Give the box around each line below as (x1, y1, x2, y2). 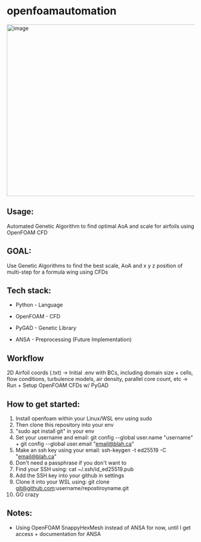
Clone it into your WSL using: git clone (15, 478, 110, 485)
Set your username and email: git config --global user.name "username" (15, 434, 193, 441)
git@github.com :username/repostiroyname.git (15, 485, 129, 491)
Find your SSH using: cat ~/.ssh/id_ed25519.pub (15, 466, 134, 472)
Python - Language (15, 301, 63, 308)
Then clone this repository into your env (15, 422, 114, 428)
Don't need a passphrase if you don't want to (15, 459, 127, 466)
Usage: (7, 207, 35, 217)
